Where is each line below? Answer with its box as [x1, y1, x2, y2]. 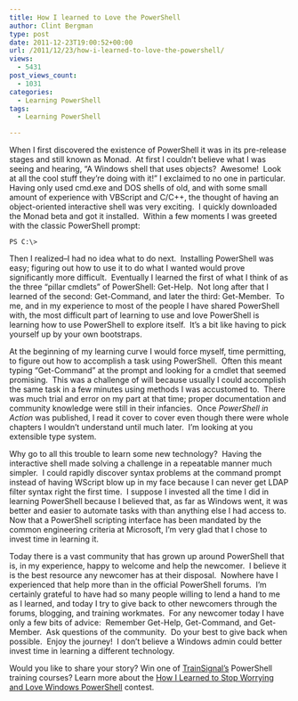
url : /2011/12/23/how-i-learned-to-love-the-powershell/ [9, 46, 225, 55]
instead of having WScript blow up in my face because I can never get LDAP [9, 477, 289, 488]
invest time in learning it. [9, 534, 100, 544]
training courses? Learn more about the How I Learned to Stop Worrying [9, 672, 274, 683]
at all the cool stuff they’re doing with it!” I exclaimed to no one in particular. [9, 173, 286, 183]
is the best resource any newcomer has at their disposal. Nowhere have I [9, 570, 278, 581]
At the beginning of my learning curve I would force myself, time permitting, [9, 346, 286, 357]
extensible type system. [9, 431, 97, 442]
